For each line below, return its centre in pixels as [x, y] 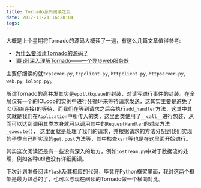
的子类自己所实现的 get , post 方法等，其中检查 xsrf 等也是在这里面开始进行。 [99, 139]
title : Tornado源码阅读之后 [38, 12]
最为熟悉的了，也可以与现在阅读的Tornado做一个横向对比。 [90, 179]
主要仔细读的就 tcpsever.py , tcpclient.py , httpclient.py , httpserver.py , [96, 74]
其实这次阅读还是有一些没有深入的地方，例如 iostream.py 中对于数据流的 [94, 151]
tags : [13, 23]
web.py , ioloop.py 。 [31, 81]
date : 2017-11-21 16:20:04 [40, 17]
